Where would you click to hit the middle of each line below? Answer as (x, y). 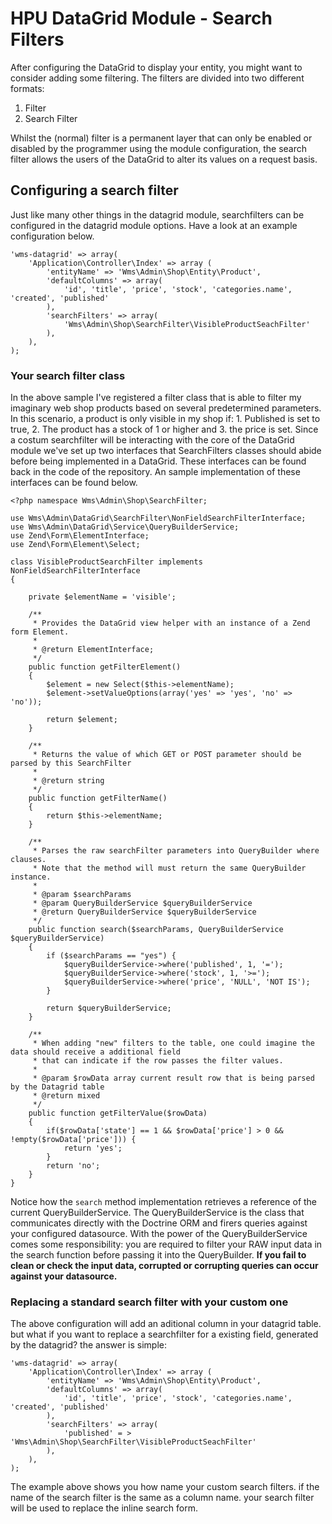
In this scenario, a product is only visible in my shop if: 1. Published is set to (165, 419)
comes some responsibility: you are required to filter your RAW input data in (166, 1244)
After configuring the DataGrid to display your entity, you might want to (156, 67)
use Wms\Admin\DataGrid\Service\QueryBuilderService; (125, 527)
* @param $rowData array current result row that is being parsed (173, 1078)
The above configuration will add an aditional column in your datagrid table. (166, 1324)
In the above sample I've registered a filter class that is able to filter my (156, 398)
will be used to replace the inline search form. (104, 1508)
